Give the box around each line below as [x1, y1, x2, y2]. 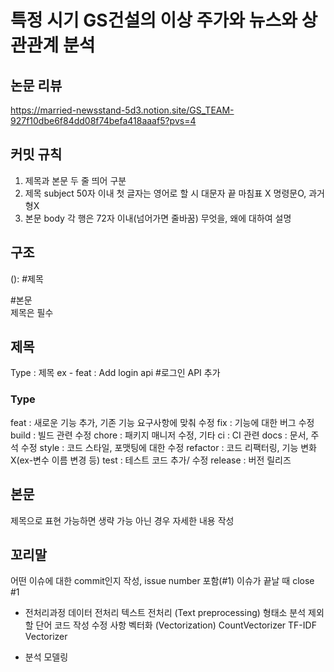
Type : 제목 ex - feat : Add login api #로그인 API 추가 [10, 367, 221, 379]
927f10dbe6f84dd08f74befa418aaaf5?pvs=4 [10, 115, 197, 126]
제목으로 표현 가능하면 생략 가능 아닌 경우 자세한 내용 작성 [10, 514, 235, 526]
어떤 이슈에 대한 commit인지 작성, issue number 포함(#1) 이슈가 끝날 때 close [10, 575, 315, 587]
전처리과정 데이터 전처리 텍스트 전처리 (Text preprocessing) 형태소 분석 [24, 607, 307, 619]
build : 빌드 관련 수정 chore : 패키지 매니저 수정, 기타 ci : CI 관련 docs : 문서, [10, 429, 309, 441]
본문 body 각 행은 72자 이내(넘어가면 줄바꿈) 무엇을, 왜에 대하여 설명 [24, 212, 292, 224]
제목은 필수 [10, 306, 54, 318]
